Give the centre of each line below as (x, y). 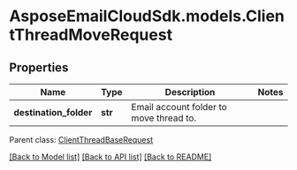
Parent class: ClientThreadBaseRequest (81, 140)
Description (190, 92)
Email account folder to (179, 107)
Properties (39, 67)
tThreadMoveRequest (91, 35)
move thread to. (164, 118)
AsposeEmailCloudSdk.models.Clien (147, 16)
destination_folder (53, 112)
